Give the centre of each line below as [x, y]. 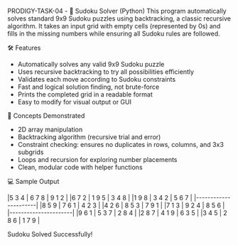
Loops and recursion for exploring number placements [97, 159]
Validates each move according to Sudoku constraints [97, 79]
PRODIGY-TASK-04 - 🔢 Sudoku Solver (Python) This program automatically [117, 11]
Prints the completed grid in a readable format [85, 94]
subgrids [31, 152]
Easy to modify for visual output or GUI [74, 102]
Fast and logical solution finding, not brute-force [88, 87]
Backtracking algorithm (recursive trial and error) [89, 137]
